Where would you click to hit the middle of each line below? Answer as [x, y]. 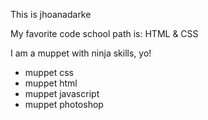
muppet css [49, 72]
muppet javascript [62, 93]
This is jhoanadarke [51, 14]
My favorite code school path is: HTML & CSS [104, 33]
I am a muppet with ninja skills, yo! [81, 53]
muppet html [51, 83]
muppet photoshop [64, 104]
